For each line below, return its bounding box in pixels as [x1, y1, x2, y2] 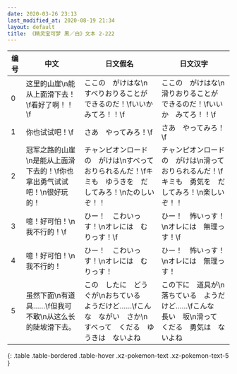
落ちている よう [161, 291, 219, 301]
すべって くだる [84, 322, 140, 332]
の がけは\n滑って [161, 156, 224, 166]
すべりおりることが [84, 89, 148, 99]
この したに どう [84, 280, 148, 290]
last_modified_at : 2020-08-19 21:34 [7, 17, 115, 24]
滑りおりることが [161, 89, 219, 99]
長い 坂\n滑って [161, 312, 217, 322]
